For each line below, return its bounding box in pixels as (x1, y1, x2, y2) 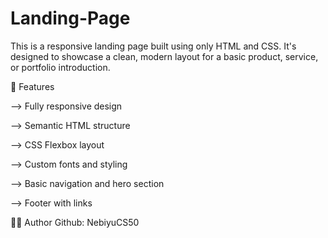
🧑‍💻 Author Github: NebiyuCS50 (10, 216, 140, 228)
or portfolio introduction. (10, 61, 111, 73)
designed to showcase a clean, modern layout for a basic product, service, (10, 50, 319, 62)
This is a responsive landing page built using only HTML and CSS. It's (10, 40, 297, 52)
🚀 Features (10, 80, 55, 92)
